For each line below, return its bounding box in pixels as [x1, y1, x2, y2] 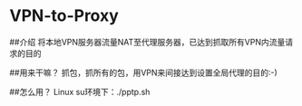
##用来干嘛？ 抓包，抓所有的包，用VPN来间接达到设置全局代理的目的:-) [9, 67, 278, 78]
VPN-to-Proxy [9, 5, 120, 26]
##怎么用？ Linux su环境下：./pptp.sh [9, 86, 151, 97]
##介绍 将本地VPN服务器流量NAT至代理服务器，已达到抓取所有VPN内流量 [9, 36, 286, 47]
